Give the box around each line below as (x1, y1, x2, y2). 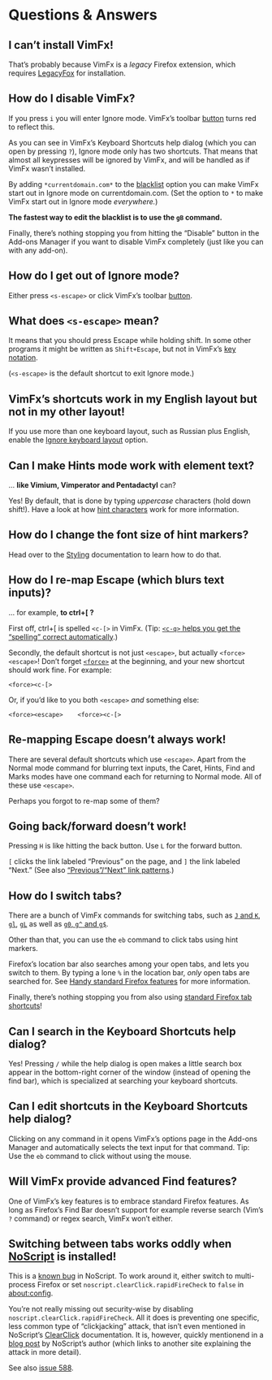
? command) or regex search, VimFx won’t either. (8, 1213, 173, 1223)
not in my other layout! (8, 405, 126, 419)
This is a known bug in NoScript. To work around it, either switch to (8, 1271, 233, 1281)
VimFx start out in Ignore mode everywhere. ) (8, 197, 158, 206)
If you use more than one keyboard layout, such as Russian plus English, (8, 427, 250, 436)
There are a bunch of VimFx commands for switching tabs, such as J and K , (8, 910, 261, 920)
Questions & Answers (8, 6, 158, 24)
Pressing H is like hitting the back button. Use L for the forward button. (8, 841, 243, 851)
